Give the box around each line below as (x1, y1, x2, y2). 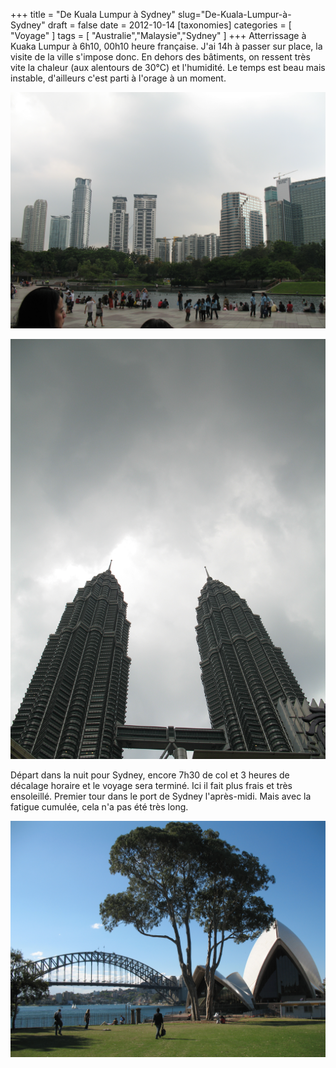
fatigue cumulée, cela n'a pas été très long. (10, 801, 189, 813)
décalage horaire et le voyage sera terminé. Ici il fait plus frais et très (10, 780, 293, 791)
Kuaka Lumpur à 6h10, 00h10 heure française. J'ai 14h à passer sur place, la (10, 40, 323, 52)
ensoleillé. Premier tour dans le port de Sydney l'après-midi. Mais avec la (10, 790, 312, 802)
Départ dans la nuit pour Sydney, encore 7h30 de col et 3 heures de (10, 769, 290, 781)
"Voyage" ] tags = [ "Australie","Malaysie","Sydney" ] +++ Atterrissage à (10, 30, 307, 41)
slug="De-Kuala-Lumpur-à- (177, 9, 292, 20)
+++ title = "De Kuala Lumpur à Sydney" (10, 9, 176, 20)
